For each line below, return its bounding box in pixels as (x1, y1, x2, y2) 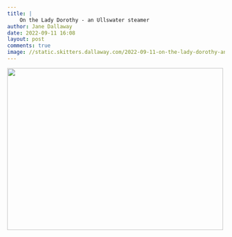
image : (7, 49, 26, 56)
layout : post (7, 36, 45, 43)
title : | (7, 10, 32, 17)
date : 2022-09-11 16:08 (7, 29, 76, 37)
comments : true (7, 42, 51, 49)
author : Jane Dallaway (7, 23, 72, 30)
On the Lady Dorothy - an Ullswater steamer (19, 17, 150, 23)
